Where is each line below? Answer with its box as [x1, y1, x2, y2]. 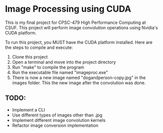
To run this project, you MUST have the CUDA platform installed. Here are [5, 39, 153, 45]
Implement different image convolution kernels [12, 117, 106, 123]
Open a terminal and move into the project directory [12, 59, 116, 65]
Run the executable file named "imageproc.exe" [12, 69, 109, 75]
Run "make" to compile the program [12, 64, 84, 70]
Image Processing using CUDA [5, 3, 131, 15]
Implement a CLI [12, 107, 45, 113]
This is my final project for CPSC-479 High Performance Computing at [5, 19, 146, 25]
